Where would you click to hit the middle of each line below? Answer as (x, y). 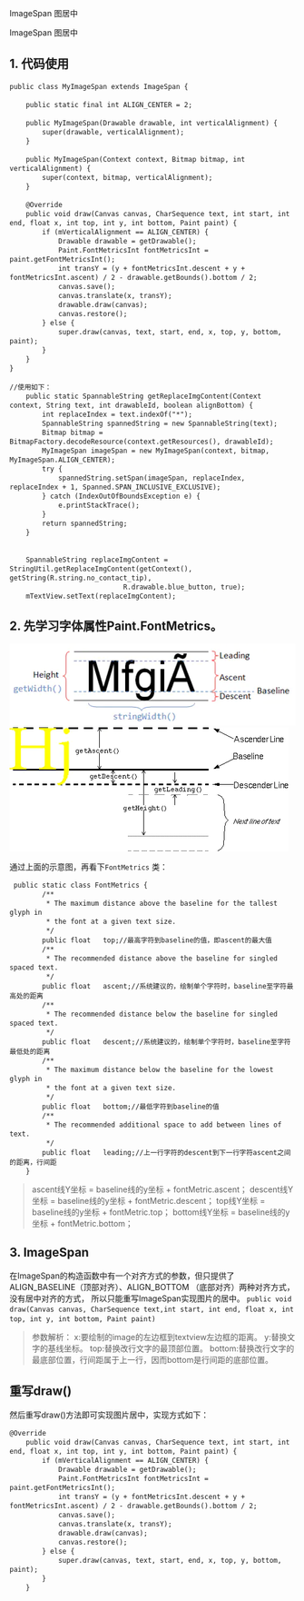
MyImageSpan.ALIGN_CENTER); (63, 460)
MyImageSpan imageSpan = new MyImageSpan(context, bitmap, (156, 451)
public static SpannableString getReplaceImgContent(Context (143, 396)
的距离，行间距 (33, 1163)
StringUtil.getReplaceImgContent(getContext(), (101, 569)
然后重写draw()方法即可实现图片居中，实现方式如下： (109, 1415)
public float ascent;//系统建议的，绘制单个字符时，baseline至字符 (165, 987)
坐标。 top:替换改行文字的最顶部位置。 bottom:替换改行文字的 (179, 1348)
